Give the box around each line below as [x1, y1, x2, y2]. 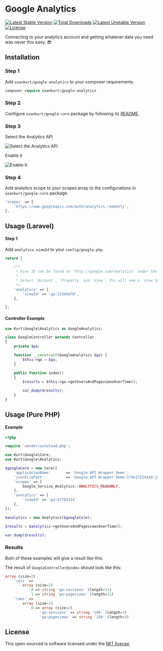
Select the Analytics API [5, 134, 53, 140]
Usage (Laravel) [5, 222, 54, 230]
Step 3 [5, 123, 21, 130]
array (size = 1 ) [22, 601, 53, 606]
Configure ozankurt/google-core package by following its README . [5, 111, 140, 116]
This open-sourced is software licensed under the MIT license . [5, 641, 131, 647]
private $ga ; [14, 344, 40, 349]
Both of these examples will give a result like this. [5, 555, 103, 561]
